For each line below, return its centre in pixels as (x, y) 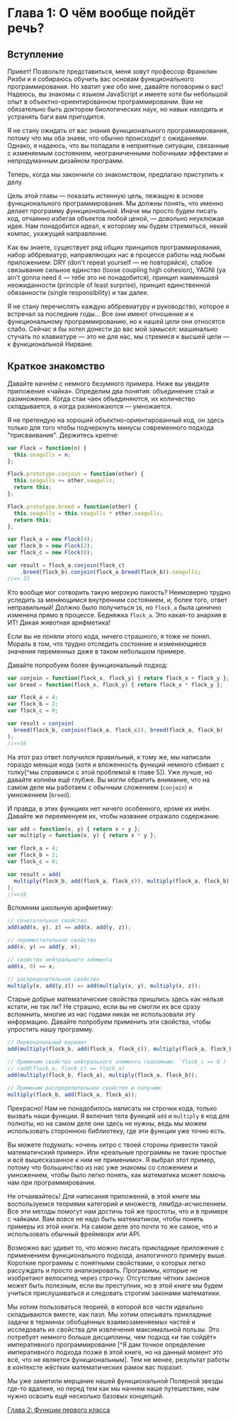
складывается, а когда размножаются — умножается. (90, 406)
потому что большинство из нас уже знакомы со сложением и (103, 1167)
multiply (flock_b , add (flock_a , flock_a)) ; (73, 1095)
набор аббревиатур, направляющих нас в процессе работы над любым (116, 255)
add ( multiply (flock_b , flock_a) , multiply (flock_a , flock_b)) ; (103, 1075)
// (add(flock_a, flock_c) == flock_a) (66, 1069)
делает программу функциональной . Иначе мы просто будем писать (112, 211)
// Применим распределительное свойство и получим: (85, 1088)
